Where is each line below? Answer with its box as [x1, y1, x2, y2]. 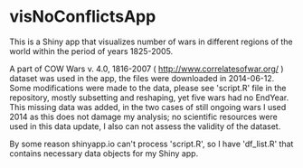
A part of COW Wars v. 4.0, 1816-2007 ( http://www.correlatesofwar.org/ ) [9, 63, 284, 74]
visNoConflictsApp [9, 6, 156, 27]
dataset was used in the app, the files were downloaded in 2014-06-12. [9, 72, 275, 83]
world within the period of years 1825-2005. [9, 45, 174, 56]
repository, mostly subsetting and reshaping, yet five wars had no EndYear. [9, 92, 289, 103]
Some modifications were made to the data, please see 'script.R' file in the [9, 82, 287, 93]
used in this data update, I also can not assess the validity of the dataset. [9, 120, 281, 132]
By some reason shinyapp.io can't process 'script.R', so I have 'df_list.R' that [9, 138, 294, 149]
